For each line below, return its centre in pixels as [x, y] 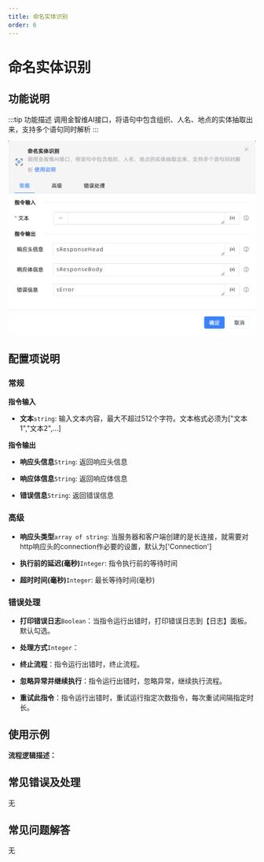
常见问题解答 [39, 830]
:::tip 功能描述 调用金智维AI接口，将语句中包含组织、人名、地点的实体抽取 [127, 119]
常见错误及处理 [44, 783]
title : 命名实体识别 [38, 17]
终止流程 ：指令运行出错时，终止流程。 [81, 664]
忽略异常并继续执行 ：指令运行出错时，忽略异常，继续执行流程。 [123, 681]
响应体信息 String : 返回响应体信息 [73, 479]
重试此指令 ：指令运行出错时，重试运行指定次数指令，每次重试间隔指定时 [136, 698]
